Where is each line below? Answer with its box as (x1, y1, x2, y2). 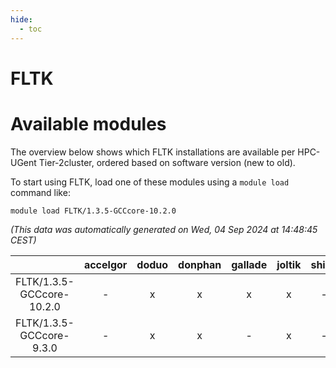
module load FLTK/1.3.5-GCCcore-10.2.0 (10, 206, 177, 216)
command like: (10, 186, 71, 198)
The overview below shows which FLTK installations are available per (10, 146, 296, 158)
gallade (231, 257, 268, 271)
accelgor (83, 257, 128, 271)
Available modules (10, 112, 167, 135)
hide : (10, 14, 33, 25)
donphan (178, 257, 222, 271)
